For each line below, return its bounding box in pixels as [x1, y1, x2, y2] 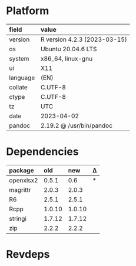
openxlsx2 [9, 176, 38, 184]
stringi [9, 214, 26, 222]
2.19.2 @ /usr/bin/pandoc [40, 121, 113, 129]
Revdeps [6, 248, 50, 261]
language [9, 74, 35, 82]
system [9, 54, 29, 62]
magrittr [9, 185, 31, 194]
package [9, 166, 34, 174]
